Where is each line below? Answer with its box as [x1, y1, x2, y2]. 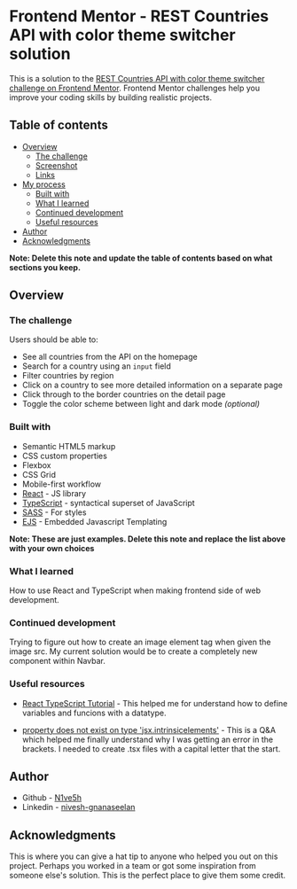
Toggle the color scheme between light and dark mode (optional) [21, 399, 260, 409]
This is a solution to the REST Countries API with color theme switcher [9, 73, 265, 83]
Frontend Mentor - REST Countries [9, 6, 270, 27]
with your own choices [9, 542, 95, 553]
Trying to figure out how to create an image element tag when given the [9, 636, 271, 648]
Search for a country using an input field [21, 361, 171, 371]
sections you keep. [9, 261, 82, 272]
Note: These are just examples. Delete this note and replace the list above [9, 534, 286, 544]
